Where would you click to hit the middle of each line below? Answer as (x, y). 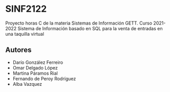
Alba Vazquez (27, 84)
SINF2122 (26, 9)
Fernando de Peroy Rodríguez (44, 78)
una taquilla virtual (25, 34)
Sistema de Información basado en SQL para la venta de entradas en (90, 28)
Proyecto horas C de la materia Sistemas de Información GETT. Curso (79, 23)
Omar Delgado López (35, 67)
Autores (18, 50)
